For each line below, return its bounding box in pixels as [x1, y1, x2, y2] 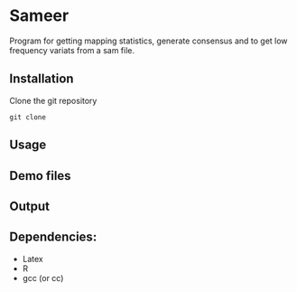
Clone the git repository [9, 95, 97, 106]
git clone [9, 112, 47, 122]
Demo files [9, 168, 71, 184]
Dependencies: [9, 230, 97, 245]
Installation [9, 71, 74, 87]
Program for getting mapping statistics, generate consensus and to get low [9, 35, 288, 46]
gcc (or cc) [22, 272, 64, 283]
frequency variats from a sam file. [9, 44, 135, 55]
